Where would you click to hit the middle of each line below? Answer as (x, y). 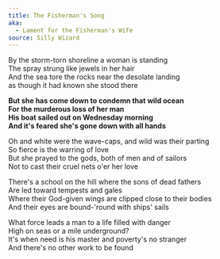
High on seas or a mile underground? (69, 231)
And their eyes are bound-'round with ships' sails (89, 208)
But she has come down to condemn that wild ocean (96, 101)
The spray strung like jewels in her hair (71, 69)
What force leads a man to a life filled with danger (89, 223)
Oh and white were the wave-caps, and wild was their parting (109, 141)
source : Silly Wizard (44, 38)
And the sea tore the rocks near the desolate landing (94, 77)
